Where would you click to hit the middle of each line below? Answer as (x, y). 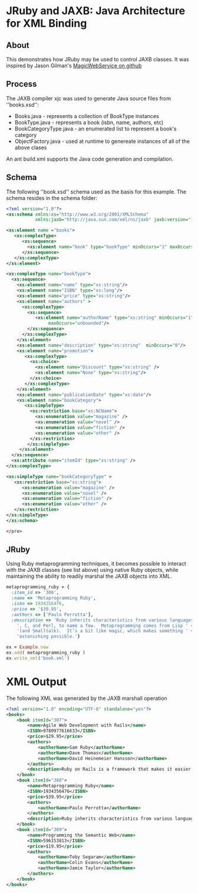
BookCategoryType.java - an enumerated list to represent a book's (95, 129)
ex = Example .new (27, 647)
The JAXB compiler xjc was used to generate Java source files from (89, 98)
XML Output (36, 682)
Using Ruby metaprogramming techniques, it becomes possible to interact (96, 564)
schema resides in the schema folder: (52, 198)
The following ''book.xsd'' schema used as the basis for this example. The (96, 192)
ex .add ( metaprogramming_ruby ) (46, 653)
